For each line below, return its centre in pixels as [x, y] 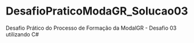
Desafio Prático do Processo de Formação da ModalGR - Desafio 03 [91, 28]
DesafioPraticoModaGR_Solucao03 [97, 11]
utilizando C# [22, 34]
